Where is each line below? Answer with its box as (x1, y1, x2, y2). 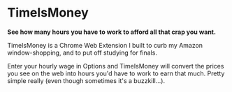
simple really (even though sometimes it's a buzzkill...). (7, 76, 166, 84)
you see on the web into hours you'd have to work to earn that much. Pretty (7, 69, 225, 77)
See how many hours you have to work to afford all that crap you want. (7, 28, 217, 36)
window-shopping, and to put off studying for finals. (7, 48, 157, 57)
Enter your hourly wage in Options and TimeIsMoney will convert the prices (7, 62, 224, 70)
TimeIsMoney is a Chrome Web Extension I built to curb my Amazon (7, 41, 203, 49)
